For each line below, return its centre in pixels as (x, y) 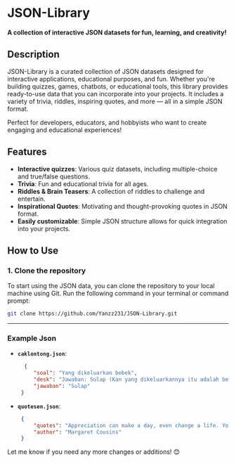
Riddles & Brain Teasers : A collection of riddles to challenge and (111, 191)
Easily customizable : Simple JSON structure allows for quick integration (122, 221)
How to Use (33, 250)
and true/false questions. (53, 176)
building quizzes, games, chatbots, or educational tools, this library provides (118, 86)
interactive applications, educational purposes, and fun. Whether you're (111, 79)
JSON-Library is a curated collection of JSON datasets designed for (106, 71)
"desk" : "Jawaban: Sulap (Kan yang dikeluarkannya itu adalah (126, 380)
